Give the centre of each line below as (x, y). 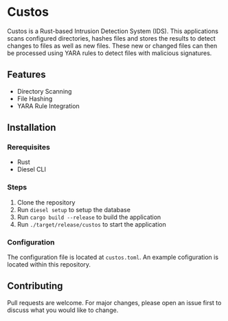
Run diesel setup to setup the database (73, 209)
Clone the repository (46, 202)
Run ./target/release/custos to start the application (91, 224)
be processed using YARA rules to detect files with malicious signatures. (110, 53)
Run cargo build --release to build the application (89, 217)
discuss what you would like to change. (63, 310)
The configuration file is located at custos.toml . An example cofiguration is (113, 257)
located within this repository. (49, 265)
